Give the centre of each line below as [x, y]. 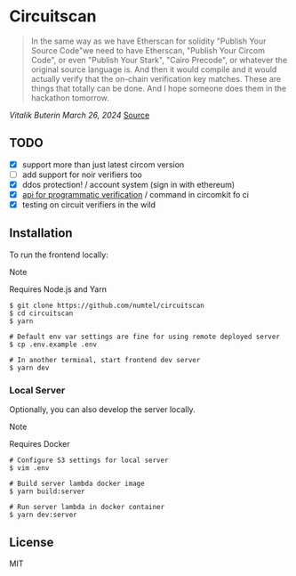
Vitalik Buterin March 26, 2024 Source [80, 115]
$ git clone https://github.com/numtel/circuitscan [107, 305]
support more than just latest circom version [103, 164]
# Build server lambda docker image [77, 484]
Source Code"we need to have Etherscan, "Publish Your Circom [148, 50]
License [32, 542]
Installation [41, 233]
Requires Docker [40, 444]
